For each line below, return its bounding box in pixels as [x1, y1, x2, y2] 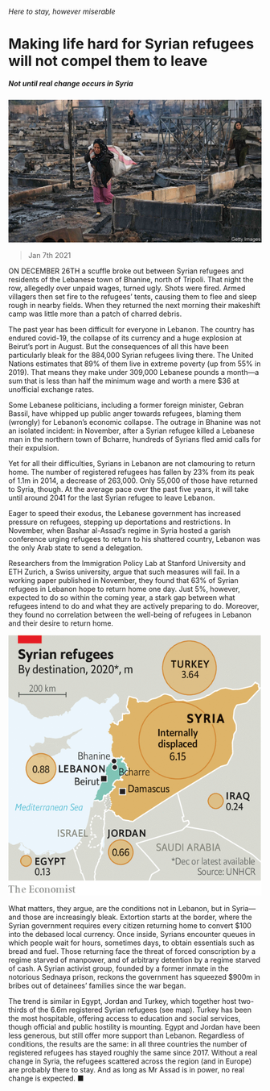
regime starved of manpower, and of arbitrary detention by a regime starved [8, 956, 261, 965]
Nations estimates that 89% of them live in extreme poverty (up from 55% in [8, 359, 261, 369]
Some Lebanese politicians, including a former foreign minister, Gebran [8, 400, 243, 410]
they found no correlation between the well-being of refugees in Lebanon [8, 610, 252, 620]
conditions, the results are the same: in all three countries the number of [8, 1039, 247, 1049]
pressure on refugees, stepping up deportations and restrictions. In [8, 517, 231, 527]
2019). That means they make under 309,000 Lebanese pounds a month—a [8, 368, 260, 377]
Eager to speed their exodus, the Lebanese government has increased [8, 509, 241, 518]
